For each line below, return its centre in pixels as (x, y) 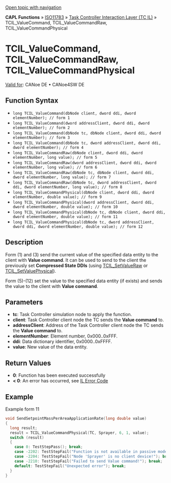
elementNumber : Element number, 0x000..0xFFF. (65, 336)
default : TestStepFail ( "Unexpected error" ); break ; (70, 466)
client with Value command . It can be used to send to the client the (76, 260)
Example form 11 (22, 409)
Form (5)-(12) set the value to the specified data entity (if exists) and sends (84, 281)
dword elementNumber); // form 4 (48, 148)
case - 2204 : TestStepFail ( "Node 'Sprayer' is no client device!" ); (87, 456)
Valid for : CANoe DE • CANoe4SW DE (45, 84)
